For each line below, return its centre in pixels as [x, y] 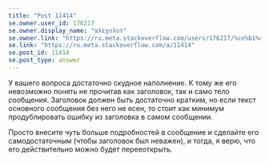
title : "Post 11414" [43, 16]
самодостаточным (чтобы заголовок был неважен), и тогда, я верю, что [132, 140]
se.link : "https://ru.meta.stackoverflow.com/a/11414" [102, 45]
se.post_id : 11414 [39, 53]
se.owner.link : [34, 38]
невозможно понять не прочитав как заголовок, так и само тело [119, 91]
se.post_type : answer [44, 61]
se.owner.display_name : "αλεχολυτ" [68, 30]
